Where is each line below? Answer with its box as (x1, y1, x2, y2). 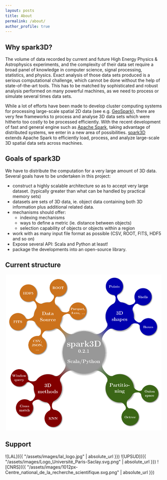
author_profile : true (5, 24, 50, 29)
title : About (5, 13, 32, 18)
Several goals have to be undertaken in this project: (5, 173, 111, 179)
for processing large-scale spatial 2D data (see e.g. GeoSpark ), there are (5, 108, 155, 114)
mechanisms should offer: (12, 209, 66, 215)
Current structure (5, 261, 61, 269)
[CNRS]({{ (5, 464, 26, 470)
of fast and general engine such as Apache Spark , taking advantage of (5, 124, 151, 130)
